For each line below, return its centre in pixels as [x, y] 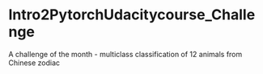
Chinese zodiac [34, 63]
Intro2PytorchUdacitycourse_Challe [132, 15]
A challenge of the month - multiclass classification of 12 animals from [125, 54]
